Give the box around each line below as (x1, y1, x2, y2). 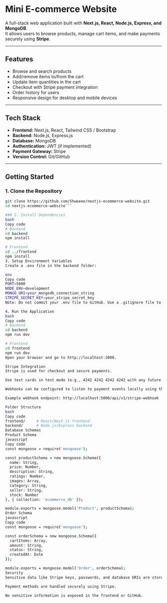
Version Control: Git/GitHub (12, 153, 70, 159)
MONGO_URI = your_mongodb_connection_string (5, 291, 94, 296)
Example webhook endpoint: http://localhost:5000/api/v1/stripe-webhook (5, 396, 159, 401)
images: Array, (9, 478, 41, 483)
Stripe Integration (5, 364, 46, 369)
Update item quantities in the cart (12, 79, 81, 85)
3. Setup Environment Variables (5, 258, 72, 264)
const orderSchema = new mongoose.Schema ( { (5, 533, 97, 539)
